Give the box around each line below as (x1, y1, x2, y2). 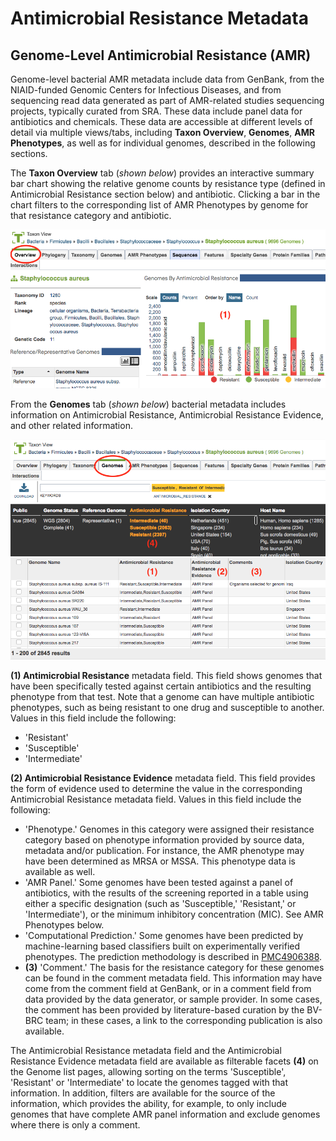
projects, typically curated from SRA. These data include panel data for (10, 105, 303, 117)
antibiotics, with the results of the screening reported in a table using (24, 887, 309, 899)
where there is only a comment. (10, 1119, 141, 1131)
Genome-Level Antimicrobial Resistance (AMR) (10, 47, 312, 64)
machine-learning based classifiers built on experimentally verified (24, 940, 301, 952)
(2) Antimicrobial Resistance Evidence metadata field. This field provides (10, 772, 316, 784)
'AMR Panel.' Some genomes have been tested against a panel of (24, 877, 294, 889)
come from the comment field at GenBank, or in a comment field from (24, 983, 312, 995)
